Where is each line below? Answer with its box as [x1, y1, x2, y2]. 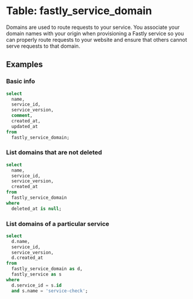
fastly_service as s [11, 271, 62, 278]
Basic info [6, 77, 35, 86]
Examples [6, 60, 43, 70]
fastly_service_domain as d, [11, 266, 83, 272]
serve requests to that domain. [6, 42, 81, 50]
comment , [11, 113, 33, 119]
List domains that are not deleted [6, 149, 102, 157]
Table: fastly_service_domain [6, 4, 152, 18]
